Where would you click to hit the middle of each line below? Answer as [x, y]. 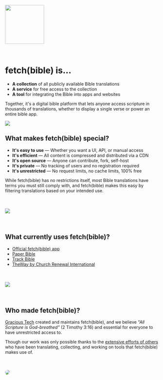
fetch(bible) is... [38, 71]
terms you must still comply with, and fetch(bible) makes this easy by [74, 185]
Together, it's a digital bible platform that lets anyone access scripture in [77, 104]
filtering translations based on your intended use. [54, 190]
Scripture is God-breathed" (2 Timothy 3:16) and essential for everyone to [79, 327]
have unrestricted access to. [34, 332]
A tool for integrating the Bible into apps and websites [66, 94]
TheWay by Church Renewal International [54, 264]
